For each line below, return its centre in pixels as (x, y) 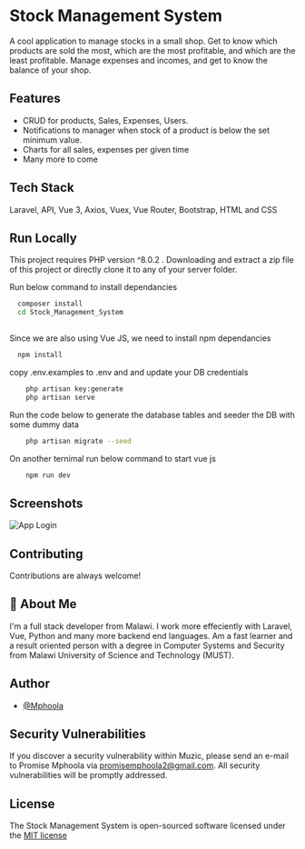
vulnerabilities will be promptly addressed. (89, 775)
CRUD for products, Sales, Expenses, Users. (105, 120)
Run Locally (43, 238)
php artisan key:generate (75, 389)
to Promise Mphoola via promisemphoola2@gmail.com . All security (135, 765)
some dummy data (44, 424)
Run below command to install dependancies (93, 287)
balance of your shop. (50, 70)
